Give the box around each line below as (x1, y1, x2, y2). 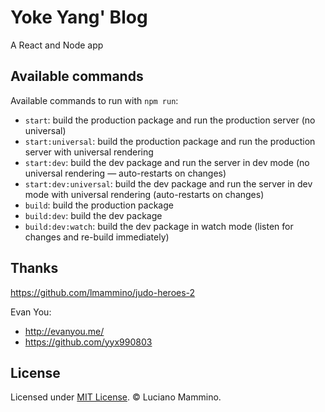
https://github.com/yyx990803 (24, 336, 153, 348)
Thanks (10, 260, 59, 277)
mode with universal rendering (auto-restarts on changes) (24, 188, 265, 200)
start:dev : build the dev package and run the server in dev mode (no (24, 156, 310, 168)
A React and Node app (10, 39, 104, 51)
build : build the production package (24, 199, 174, 211)
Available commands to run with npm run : (10, 94, 179, 106)
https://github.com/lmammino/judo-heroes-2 (10, 286, 196, 298)
